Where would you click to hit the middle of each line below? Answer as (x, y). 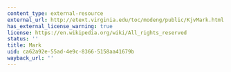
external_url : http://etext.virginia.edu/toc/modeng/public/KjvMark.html (116, 20)
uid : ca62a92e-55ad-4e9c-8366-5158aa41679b (71, 52)
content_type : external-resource (55, 13)
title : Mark (24, 45)
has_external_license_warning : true (60, 26)
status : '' (23, 39)
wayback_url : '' (30, 58)
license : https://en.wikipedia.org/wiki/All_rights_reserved (97, 33)
